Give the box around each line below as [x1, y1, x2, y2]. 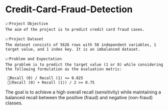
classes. [5, 100, 23, 106]
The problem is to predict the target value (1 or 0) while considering [5, 62, 163, 67]
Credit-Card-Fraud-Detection [5, 4, 133, 15]
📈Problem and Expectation [5, 56, 62, 61]
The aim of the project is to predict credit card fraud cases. [5, 27, 145, 32]
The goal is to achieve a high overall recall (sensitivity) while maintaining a [5, 89, 161, 95]
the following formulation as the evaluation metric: [5, 67, 123, 72]
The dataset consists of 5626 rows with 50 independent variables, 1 [5, 42, 157, 47]
